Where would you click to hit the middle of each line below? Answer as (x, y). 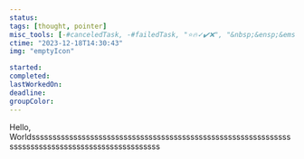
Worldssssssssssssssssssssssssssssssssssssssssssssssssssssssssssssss (150, 136)
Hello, (20, 126)
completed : (30, 76)
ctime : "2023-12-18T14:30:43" (66, 43)
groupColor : (32, 101)
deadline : (28, 93)
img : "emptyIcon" (42, 51)
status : (24, 18)
